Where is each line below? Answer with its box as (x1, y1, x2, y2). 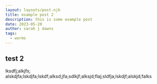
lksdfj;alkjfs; (5, 68, 31, 74)
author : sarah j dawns (5, 26, 54, 31)
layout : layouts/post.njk (5, 7, 60, 13)
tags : (5, 31, 17, 36)
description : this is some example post (5, 17, 93, 22)
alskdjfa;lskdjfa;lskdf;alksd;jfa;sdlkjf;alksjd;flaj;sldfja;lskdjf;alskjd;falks (5, 73, 152, 79)
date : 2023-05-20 (5, 21, 42, 27)
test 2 (5, 54, 24, 63)
